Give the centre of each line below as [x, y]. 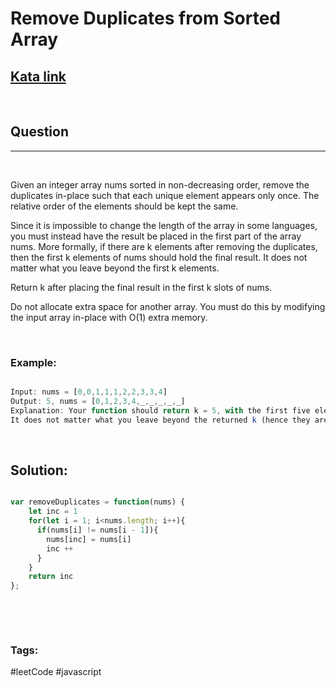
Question [39, 132]
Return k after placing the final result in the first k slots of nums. [141, 287]
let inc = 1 [53, 512]
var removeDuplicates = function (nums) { [98, 502]
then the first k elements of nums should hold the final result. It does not [159, 257]
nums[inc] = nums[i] [89, 539]
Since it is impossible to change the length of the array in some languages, [164, 225]
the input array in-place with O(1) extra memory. [109, 317]
